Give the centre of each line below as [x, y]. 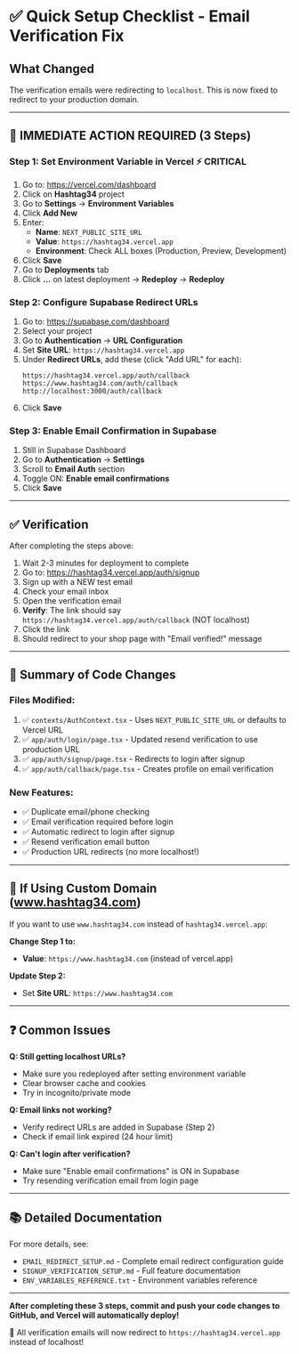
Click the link [46, 629]
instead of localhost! [47, 1342]
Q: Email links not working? [61, 1109]
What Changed [52, 69]
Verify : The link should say [72, 611]
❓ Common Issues [60, 1030]
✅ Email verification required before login [97, 822]
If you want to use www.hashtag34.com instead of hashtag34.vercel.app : [139, 924]
